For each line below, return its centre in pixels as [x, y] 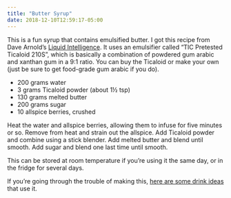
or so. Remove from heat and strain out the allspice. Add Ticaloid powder [111, 132]
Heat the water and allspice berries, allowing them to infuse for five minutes [115, 125]
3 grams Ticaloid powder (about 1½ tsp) [74, 90]
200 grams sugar [42, 104]
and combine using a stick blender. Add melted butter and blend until [105, 139]
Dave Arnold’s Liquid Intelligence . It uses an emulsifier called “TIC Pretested [115, 47]
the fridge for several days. [46, 168]
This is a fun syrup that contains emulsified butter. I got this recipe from [109, 39]
